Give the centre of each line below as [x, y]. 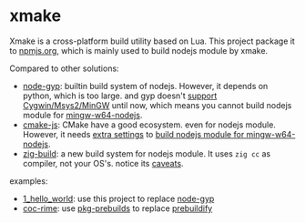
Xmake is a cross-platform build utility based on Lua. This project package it [152, 41]
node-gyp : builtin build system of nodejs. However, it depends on [145, 86]
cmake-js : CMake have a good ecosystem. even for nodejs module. [149, 125]
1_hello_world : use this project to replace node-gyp [118, 198]
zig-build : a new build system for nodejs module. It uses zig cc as [147, 153]
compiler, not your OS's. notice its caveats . [103, 163]
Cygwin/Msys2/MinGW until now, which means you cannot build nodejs [157, 105]
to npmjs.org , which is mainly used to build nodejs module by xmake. [139, 50]
